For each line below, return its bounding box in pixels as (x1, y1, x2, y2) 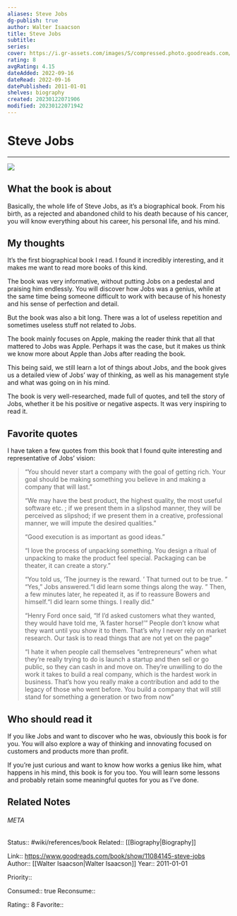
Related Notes (7, 796, 71, 808)
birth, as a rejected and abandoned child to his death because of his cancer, (7, 209, 229, 218)
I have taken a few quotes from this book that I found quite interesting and (7, 446, 222, 455)
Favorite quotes (7, 427, 78, 439)
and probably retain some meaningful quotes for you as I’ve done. (7, 776, 199, 784)
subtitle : (7, 37, 37, 44)
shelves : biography (7, 89, 65, 96)
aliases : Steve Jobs (7, 10, 68, 18)
